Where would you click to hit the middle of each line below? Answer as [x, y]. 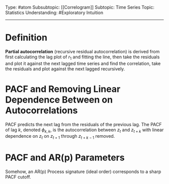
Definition [26, 38]
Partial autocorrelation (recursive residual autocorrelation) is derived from [82, 51]
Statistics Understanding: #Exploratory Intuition [54, 13]
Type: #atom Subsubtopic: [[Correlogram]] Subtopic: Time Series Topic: [80, 7]
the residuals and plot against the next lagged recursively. [65, 69]
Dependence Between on [59, 100]
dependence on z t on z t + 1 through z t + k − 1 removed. [60, 137]
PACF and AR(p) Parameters [65, 158]
